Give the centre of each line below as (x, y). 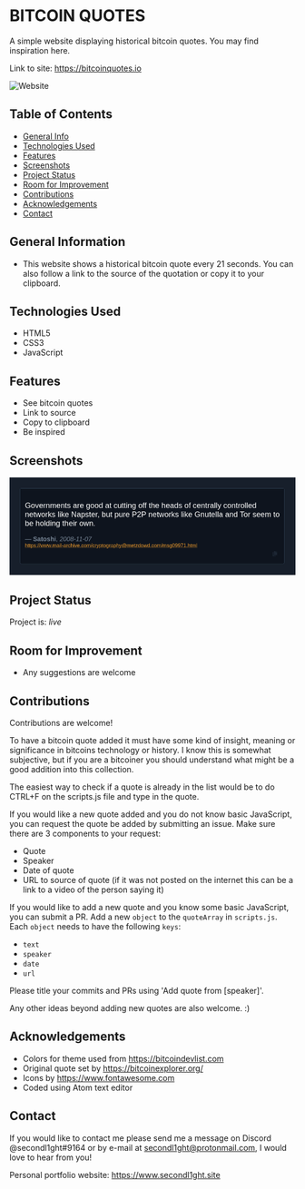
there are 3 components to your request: (85, 833)
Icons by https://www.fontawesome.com (98, 1077)
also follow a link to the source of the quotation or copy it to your (143, 273)
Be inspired (44, 432)
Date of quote (48, 870)
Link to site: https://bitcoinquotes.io (76, 68)
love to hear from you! (51, 1157)
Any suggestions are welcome (79, 673)
